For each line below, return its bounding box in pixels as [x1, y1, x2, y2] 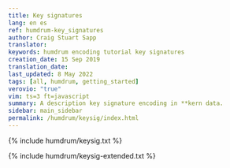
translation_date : [8, 63, 69, 71]
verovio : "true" [8, 84, 61, 93]
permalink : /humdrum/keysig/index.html [8, 114, 139, 122]
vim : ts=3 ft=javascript [8, 92, 90, 100]
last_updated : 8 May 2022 [8, 70, 93, 78]
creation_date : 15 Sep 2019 [8, 56, 101, 64]
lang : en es [8, 19, 47, 27]
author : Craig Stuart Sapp [8, 33, 97, 42]
